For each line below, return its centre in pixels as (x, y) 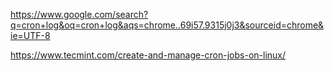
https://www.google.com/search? (79, 14)
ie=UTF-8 (30, 35)
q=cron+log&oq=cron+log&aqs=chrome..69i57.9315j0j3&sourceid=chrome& (167, 25)
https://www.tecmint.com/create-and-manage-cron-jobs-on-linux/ (148, 55)
